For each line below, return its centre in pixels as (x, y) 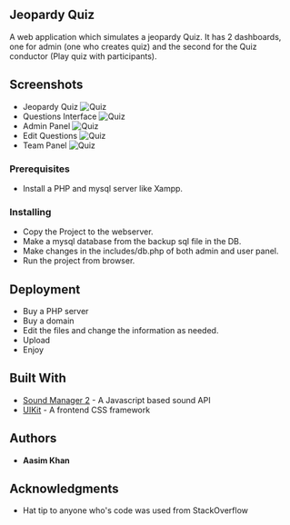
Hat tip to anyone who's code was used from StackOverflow (135, 510)
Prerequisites (40, 169)
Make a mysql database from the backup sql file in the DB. (132, 242)
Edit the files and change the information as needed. (120, 331)
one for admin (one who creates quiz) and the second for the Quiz (133, 46)
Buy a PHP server (55, 312)
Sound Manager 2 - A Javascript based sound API (116, 400)
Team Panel (45, 145)
